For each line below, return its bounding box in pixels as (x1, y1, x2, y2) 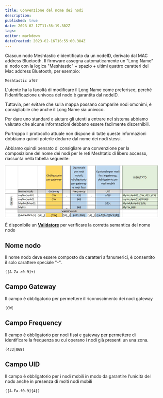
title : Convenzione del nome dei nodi (5, 8, 83, 13)
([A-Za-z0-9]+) (5, 269, 36, 275)
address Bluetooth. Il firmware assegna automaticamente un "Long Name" (5, 57, 154, 63)
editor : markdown (5, 34, 40, 38)
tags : (5, 28, 16, 34)
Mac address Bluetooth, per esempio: (5, 68, 80, 74)
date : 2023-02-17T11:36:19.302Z (5, 23, 70, 28)
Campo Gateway (5, 283, 56, 291)
